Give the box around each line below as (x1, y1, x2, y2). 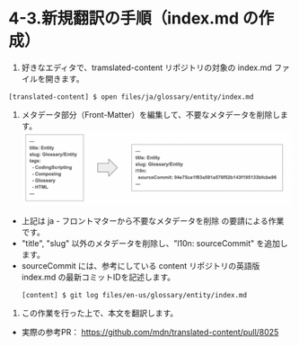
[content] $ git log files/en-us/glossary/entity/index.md (21, 291, 248, 300)
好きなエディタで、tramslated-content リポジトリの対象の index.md (21, 62, 273, 73)
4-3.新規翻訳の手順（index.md (8, 8, 240, 29)
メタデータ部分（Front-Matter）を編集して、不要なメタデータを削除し (21, 109, 280, 120)
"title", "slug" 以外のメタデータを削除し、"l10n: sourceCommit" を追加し (21, 238, 288, 249)
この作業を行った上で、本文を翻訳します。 (21, 307, 179, 319)
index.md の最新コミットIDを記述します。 (21, 271, 176, 283)
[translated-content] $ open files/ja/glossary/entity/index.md (8, 92, 254, 102)
